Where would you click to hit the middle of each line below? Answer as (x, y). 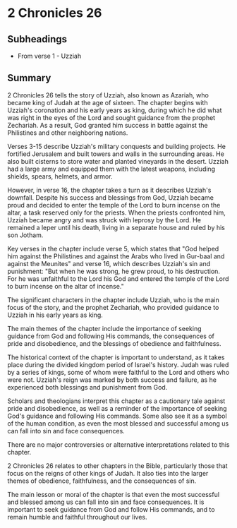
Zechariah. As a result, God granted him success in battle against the (108, 125)
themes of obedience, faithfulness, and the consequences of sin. (102, 481)
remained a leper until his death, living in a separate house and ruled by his (116, 227)
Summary (29, 78)
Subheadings (37, 39)
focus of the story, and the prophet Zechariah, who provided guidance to (113, 307)
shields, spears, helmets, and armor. (60, 176)
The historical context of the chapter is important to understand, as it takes (116, 357)
